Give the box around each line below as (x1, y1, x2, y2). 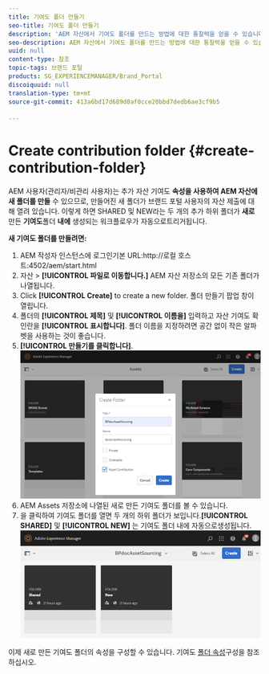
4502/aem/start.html (28, 261, 98, 271)
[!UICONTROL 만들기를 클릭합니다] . (19, 341, 134, 351)
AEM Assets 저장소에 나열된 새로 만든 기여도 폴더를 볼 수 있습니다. (19, 500, 228, 510)
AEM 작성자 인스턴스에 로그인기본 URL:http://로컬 (19, 251, 176, 260)
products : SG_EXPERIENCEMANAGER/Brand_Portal (8, 72, 163, 80)
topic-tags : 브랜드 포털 (8, 64, 82, 72)
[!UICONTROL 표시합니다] (41, 321, 126, 331)
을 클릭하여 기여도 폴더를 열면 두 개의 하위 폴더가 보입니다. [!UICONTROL (19, 511, 248, 521)
